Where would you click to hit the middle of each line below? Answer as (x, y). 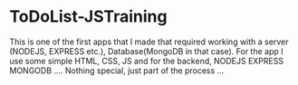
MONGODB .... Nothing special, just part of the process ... (117, 71)
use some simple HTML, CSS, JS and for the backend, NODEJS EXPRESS (146, 61)
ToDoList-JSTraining (88, 17)
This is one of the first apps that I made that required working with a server (149, 42)
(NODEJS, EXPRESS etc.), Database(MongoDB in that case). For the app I (146, 51)
